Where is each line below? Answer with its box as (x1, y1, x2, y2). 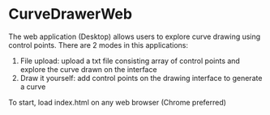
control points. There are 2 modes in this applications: (8, 40, 189, 49)
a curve (19, 82, 46, 92)
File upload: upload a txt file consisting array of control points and (19, 56, 241, 66)
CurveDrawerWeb (8, 5, 132, 23)
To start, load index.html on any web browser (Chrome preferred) (8, 97, 227, 107)
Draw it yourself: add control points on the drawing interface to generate (19, 73, 263, 83)
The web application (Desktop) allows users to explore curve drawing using (8, 32, 261, 41)
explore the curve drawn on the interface (19, 64, 157, 74)
